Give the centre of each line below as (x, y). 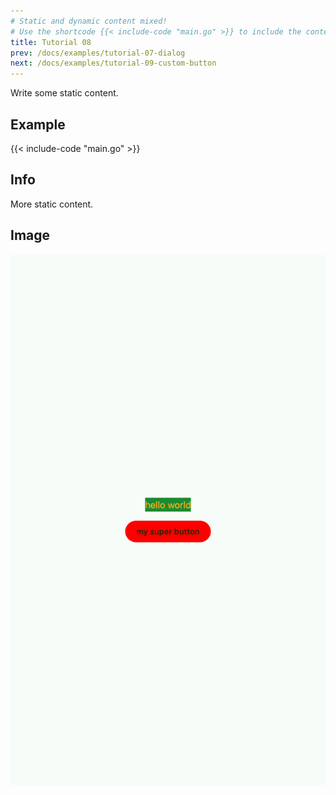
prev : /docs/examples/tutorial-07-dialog (98, 53)
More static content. (52, 204)
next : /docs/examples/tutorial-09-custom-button (113, 63)
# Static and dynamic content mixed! (89, 21)
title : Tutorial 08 (51, 42)
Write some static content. (64, 93)
